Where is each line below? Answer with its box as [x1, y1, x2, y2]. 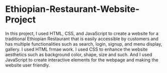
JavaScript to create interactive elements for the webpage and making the [5, 57, 159, 63]
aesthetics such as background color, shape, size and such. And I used [5, 51, 152, 58]
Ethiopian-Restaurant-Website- [5, 3, 139, 15]
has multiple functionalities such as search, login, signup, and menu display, [5, 41, 162, 47]
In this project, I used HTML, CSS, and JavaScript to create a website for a [5, 30, 159, 36]
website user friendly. [5, 62, 50, 68]
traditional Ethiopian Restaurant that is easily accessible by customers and [5, 36, 159, 42]
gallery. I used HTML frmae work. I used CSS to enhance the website [5, 46, 148, 52]
